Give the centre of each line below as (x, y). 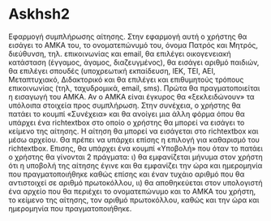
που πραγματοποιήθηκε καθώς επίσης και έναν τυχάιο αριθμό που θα (127, 174)
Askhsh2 (39, 14)
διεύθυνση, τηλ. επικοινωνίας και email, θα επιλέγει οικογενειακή (120, 53)
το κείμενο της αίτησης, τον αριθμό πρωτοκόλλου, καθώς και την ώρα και (134, 200)
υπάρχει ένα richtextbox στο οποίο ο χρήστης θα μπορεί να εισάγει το (127, 122)
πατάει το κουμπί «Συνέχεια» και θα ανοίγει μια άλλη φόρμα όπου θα (127, 113)
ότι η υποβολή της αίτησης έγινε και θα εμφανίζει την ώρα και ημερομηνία (135, 165)
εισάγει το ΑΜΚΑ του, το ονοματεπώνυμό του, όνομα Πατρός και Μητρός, (133, 45)
